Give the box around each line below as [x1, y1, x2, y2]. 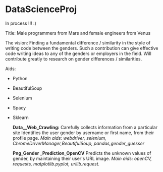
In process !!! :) [5, 20, 37, 26]
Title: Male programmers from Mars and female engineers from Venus [5, 30, 151, 36]
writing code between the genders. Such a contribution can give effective [5, 45, 158, 51]
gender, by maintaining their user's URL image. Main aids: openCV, [12, 155, 152, 161]
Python [12, 75, 28, 81]
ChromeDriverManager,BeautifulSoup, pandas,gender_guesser [12, 140, 145, 146]
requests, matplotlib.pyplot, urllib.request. [12, 160, 100, 167]
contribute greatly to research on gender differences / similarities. [5, 55, 142, 62]
